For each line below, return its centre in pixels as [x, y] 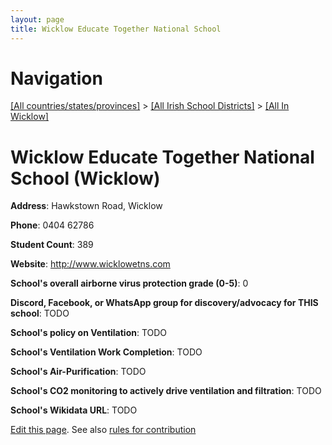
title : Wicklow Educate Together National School [116, 29]
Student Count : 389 [52, 245]
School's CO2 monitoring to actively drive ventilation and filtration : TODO [166, 391]
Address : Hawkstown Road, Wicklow [86, 206]
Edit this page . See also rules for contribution [103, 430]
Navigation [56, 78]
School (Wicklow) [85, 178]
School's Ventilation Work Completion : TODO [106, 352]
